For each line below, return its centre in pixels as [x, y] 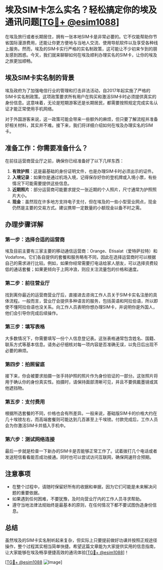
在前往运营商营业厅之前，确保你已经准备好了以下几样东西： [65, 161]
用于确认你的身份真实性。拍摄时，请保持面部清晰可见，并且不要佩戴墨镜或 [79, 382]
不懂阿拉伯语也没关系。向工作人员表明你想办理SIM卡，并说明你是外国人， [83, 307]
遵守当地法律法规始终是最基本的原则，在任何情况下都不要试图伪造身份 [82, 505]
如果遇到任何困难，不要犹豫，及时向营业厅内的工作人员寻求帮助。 [78, 499]
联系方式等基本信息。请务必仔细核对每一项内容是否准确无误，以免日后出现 [79, 344]
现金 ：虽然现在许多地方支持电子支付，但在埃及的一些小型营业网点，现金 [84, 201]
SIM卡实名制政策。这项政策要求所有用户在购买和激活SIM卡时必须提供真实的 [81, 96]
